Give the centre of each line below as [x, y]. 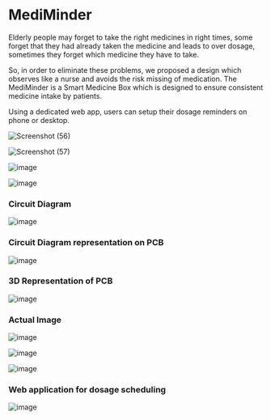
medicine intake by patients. [55, 95]
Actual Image [35, 320]
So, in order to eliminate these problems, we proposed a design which [125, 70]
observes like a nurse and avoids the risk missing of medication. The [123, 78]
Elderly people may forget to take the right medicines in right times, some [131, 37]
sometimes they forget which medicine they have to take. [104, 54]
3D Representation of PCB [61, 281]
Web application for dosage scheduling [87, 390]
